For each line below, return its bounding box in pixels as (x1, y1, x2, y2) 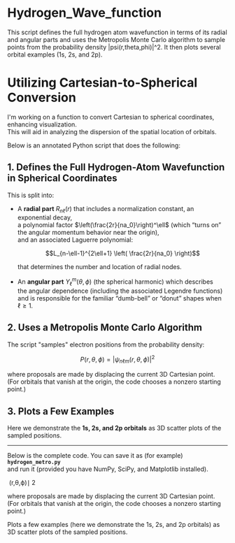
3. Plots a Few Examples (7, 405, 115, 417)
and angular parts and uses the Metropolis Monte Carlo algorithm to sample (7, 35, 226, 43)
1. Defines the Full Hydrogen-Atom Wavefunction (7, 161, 225, 173)
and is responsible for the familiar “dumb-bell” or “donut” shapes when (17, 294, 222, 302)
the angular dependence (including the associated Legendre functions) (17, 287, 223, 295)
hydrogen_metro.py (7, 459, 61, 466)
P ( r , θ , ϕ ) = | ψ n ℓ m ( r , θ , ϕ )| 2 (80, 354, 155, 365)
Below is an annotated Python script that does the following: (7, 141, 180, 150)
